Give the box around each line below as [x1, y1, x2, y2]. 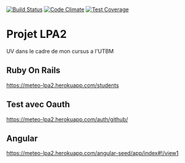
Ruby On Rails [6, 65, 61, 76]
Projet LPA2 [6, 28, 67, 41]
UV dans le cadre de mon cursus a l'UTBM [6, 47, 114, 55]
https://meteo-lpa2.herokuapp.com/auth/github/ [6, 115, 129, 123]
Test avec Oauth [6, 99, 70, 110]
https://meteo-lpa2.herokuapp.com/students [6, 81, 119, 89]
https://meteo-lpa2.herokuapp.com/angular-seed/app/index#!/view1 [6, 150, 179, 157]
